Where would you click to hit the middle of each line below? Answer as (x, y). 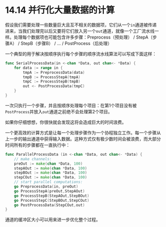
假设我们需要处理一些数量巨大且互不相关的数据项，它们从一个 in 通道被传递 (81, 25)
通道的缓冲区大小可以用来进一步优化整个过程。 (53, 220)
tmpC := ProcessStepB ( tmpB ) (52, 82)
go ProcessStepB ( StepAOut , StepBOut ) (52, 196)
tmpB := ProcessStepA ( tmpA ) (52, 77)
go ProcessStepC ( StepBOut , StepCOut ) (52, 200)
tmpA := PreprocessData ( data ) (54, 72)
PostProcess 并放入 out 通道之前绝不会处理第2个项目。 (59, 111)
